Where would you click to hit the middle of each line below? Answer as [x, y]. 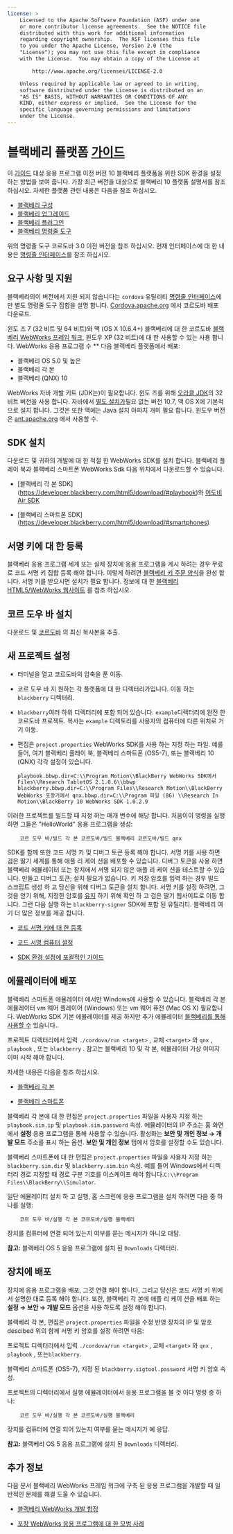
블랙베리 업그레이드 [43, 214]
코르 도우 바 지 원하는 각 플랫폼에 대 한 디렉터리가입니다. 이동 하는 [106, 689]
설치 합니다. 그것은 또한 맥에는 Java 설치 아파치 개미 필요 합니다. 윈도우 [116, 410]
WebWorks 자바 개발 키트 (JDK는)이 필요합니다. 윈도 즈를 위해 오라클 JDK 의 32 [115, 393]
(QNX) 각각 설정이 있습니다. [55, 761]
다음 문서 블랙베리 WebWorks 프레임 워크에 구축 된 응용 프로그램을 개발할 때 [110, 1485]
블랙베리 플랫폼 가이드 [66, 153]
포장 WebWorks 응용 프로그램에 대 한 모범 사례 [80, 1524]
